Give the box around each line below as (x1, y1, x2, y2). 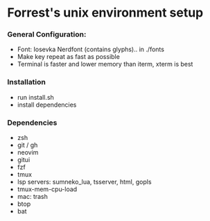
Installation (7, 78, 46, 87)
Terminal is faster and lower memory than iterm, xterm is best (17, 60, 193, 69)
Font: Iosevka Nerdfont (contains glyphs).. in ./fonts (17, 45, 165, 53)
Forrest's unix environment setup (7, 5, 204, 21)
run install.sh (17, 93, 54, 101)
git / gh (17, 141, 38, 150)
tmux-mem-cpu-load (17, 185, 78, 193)
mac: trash (17, 193, 49, 201)
